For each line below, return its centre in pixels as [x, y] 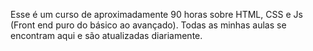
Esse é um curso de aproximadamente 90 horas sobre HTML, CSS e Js [156, 14]
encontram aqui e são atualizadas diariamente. [106, 35]
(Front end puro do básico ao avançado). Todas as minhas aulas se [148, 25]
